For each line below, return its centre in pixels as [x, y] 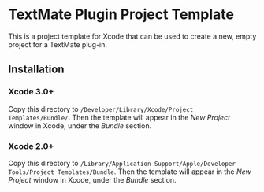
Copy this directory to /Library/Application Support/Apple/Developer [122, 163]
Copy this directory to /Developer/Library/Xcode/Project [101, 109]
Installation [36, 70]
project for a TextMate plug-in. [58, 44]
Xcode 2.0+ [31, 146]
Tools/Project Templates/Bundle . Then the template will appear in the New [130, 172]
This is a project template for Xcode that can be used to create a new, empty [132, 36]
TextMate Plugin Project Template [121, 15]
